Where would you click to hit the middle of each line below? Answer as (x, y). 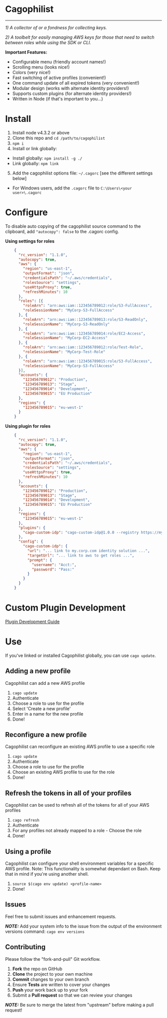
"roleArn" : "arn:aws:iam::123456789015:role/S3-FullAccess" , (88, 361)
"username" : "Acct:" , (54, 565)
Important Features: (26, 52)
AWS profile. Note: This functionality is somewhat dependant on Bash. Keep (83, 869)
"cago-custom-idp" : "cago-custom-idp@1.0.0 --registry (81, 532)
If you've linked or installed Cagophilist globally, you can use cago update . (81, 655)
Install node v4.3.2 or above (41, 132)
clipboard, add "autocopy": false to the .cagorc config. (62, 231)
